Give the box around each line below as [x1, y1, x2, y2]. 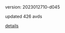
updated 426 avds [5, 14, 42, 19]
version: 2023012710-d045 [5, 4, 60, 10]
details [5, 23, 19, 29]
